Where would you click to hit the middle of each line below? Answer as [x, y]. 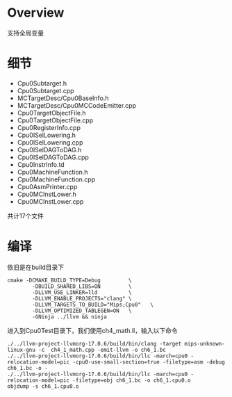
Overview [36, 13]
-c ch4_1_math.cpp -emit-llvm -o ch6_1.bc [102, 350]
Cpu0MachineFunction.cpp [56, 179]
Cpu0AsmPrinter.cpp [47, 186]
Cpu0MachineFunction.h [52, 172]
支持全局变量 [25, 33]
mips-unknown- [205, 343]
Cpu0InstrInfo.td [41, 164]
